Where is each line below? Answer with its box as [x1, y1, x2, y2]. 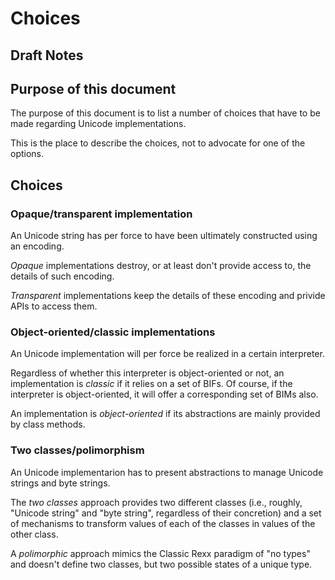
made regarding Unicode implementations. [10, 118, 187, 130]
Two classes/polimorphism [10, 443, 145, 457]
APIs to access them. [10, 300, 98, 312]
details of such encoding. [10, 270, 115, 282]
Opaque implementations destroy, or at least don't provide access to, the [10, 260, 312, 272]
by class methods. [10, 418, 86, 431]
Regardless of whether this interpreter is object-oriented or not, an [10, 367, 285, 379]
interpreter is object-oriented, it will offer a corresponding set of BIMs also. [10, 388, 319, 401]
